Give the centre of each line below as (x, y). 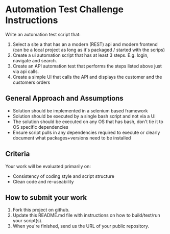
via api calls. (26, 71)
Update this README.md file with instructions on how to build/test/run (87, 215)
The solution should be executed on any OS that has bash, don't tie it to (88, 122)
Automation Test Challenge (65, 9)
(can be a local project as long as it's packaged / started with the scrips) (89, 50)
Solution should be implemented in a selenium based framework (80, 110)
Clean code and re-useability (43, 181)
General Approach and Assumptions (64, 98)
